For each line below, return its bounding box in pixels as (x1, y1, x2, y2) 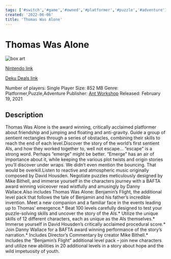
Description (5, 110, 43, 119)
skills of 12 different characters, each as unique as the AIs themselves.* (5, 216, 155, 222)
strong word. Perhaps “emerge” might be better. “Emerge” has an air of (5, 151, 154, 157)
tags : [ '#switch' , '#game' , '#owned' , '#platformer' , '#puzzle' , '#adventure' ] (5, 7, 167, 13)
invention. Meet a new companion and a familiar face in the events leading (5, 200, 161, 206)
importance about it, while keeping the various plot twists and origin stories (5, 156, 163, 163)
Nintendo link (5, 66, 33, 72)
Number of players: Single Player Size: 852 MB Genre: (5, 85, 119, 91)
